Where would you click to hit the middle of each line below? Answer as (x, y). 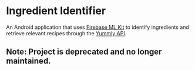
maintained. (28, 61)
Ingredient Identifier (56, 11)
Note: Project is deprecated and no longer (84, 52)
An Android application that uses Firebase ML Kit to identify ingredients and (97, 27)
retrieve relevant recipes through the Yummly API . (66, 33)
